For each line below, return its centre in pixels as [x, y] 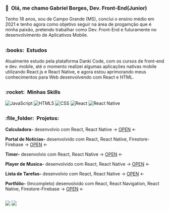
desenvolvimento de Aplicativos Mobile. [47, 35]
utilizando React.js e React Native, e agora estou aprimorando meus [76, 72]
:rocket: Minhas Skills [33, 92]
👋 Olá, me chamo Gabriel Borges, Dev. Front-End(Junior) [76, 8]
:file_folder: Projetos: [32, 118]
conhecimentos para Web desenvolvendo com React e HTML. [70, 77]
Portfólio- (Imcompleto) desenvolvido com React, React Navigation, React [82, 183]
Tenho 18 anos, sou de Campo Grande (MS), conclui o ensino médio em [80, 19]
